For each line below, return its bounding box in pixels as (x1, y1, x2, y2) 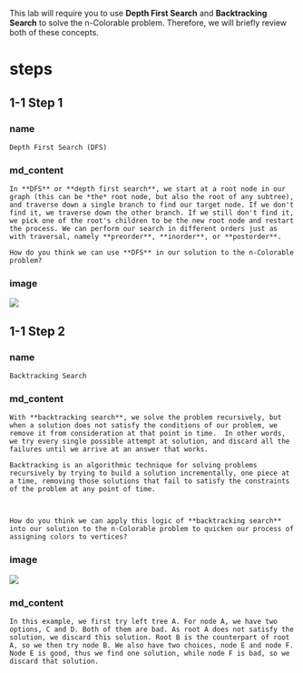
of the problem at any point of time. (9, 485, 156, 494)
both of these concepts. (9, 27, 100, 37)
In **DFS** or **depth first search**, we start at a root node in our (9, 185, 286, 194)
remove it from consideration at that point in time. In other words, (9, 429, 286, 438)
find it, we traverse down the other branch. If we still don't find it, (9, 208, 295, 217)
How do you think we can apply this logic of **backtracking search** (9, 517, 282, 526)
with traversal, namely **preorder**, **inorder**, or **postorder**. (9, 232, 282, 242)
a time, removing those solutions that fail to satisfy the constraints (9, 477, 290, 486)
